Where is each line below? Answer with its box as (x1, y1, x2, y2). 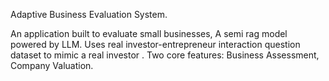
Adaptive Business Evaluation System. (10, 9, 168, 20)
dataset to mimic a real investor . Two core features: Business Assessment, (10, 49, 320, 61)
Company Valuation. (10, 60, 94, 71)
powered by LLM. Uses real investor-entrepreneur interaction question (10, 39, 301, 50)
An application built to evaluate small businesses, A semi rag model (10, 28, 288, 39)
